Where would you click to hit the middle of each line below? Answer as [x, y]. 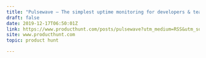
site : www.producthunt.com [41, 35]
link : [13, 29]
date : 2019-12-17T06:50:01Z [42, 23]
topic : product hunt [33, 40]
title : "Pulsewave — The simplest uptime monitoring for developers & [98, 12]
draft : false [23, 18]
